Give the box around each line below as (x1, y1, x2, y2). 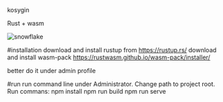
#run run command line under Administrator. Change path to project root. (7, 80, 215, 88)
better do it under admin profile (7, 67, 96, 74)
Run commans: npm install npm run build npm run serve (7, 88, 166, 95)
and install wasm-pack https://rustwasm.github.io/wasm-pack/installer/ (7, 53, 211, 61)
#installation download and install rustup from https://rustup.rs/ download (7, 46, 217, 54)
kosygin (7, 6, 30, 14)
